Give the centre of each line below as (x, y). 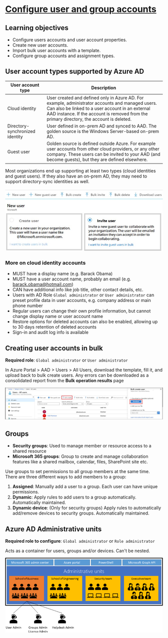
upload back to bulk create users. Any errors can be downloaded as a (77, 375)
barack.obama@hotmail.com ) (43, 284)
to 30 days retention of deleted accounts (54, 327)
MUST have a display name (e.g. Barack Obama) (62, 274)
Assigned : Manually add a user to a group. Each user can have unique (85, 487)
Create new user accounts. (40, 45)
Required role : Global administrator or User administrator (67, 360)
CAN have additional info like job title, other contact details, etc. (78, 290)
